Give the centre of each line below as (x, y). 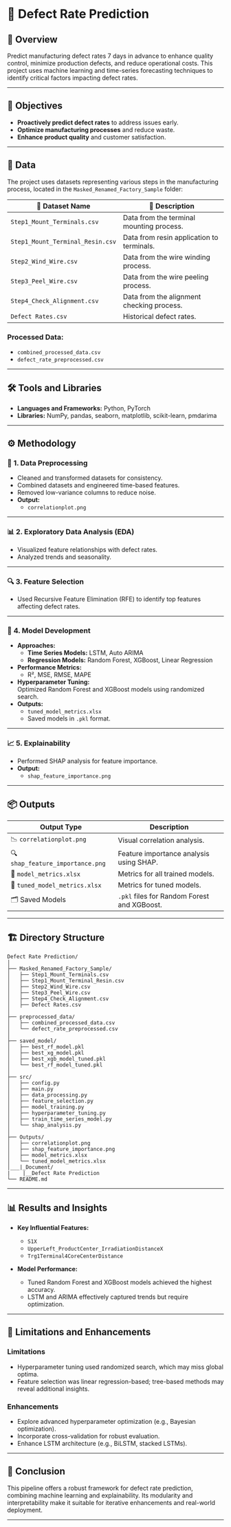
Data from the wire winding (167, 257)
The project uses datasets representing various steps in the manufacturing (113, 182)
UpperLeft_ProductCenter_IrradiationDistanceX (95, 1249)
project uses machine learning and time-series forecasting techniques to (110, 70)
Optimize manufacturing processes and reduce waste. (96, 129)
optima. (28, 1374)
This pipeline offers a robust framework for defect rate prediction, (100, 1488)
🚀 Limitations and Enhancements (79, 1332)
